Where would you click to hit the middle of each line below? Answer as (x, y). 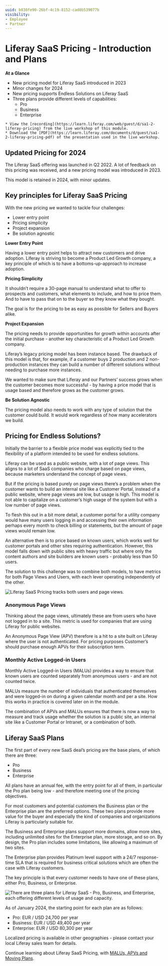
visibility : (17, 15)
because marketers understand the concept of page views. (66, 474)
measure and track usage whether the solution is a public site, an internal (80, 717)
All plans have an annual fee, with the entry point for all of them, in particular (84, 785)
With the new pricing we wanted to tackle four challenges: (65, 208)
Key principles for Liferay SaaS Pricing (66, 195)
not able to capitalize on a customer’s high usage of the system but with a (81, 499)
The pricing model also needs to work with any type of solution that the (79, 409)
